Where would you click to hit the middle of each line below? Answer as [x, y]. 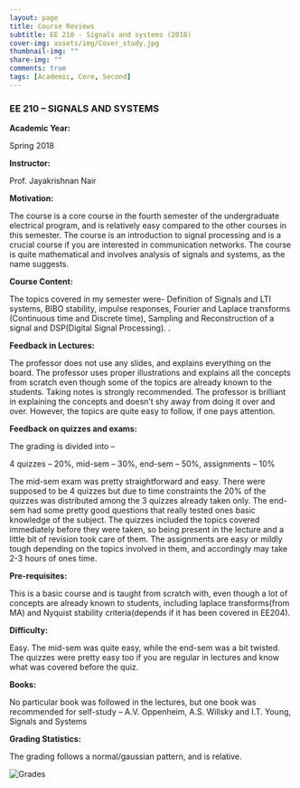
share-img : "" [36, 60]
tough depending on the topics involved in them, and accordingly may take [148, 549]
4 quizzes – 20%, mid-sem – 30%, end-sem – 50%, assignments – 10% [142, 464]
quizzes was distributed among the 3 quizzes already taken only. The [139, 501]
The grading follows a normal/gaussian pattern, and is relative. [126, 756]
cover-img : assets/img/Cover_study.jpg [84, 43]
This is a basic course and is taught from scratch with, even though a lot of [149, 593]
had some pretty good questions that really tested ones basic [141, 510]
